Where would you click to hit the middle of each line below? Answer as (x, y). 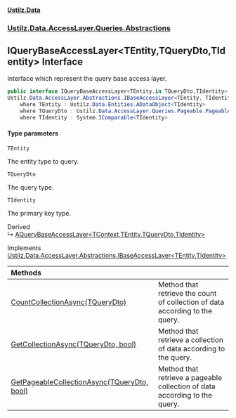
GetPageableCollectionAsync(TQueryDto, (80, 381)
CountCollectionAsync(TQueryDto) (69, 302)
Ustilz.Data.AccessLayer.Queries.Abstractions (89, 28)
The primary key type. (39, 213)
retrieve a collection (190, 339)
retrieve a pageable (190, 377)
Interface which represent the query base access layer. (87, 79)
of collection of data (191, 302)
